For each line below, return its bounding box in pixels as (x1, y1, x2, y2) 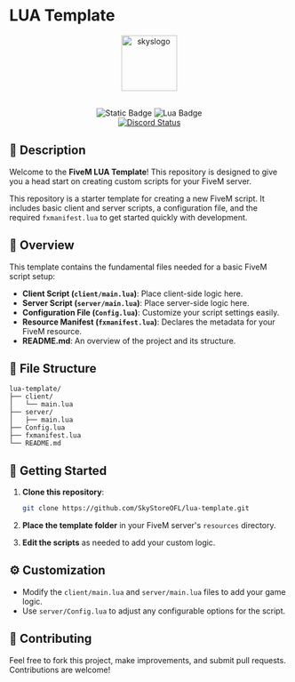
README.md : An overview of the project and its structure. (21, 335, 236, 346)
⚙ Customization (9, 563, 106, 578)
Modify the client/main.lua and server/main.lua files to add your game (21, 586, 286, 597)
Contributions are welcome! (9, 664, 111, 675)
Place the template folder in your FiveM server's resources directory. (21, 520, 276, 531)
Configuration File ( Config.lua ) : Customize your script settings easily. (21, 307, 280, 317)
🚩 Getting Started (9, 463, 108, 478)
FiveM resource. (21, 325, 83, 336)
